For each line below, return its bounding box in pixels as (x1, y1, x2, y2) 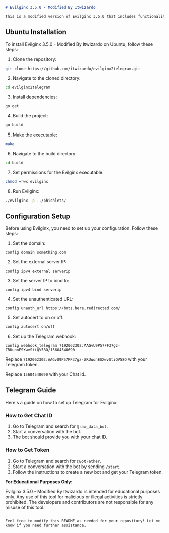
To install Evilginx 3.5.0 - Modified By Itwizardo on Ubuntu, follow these (5, 41, 153, 47)
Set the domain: (12, 240, 46, 246)
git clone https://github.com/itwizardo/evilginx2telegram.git (5, 66, 141, 71)
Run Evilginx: (12, 188, 40, 194)
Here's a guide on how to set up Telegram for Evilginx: (5, 399, 118, 406)
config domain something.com (5, 250, 66, 255)
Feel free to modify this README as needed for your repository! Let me (5, 518, 161, 523)
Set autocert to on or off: (12, 315, 64, 321)
